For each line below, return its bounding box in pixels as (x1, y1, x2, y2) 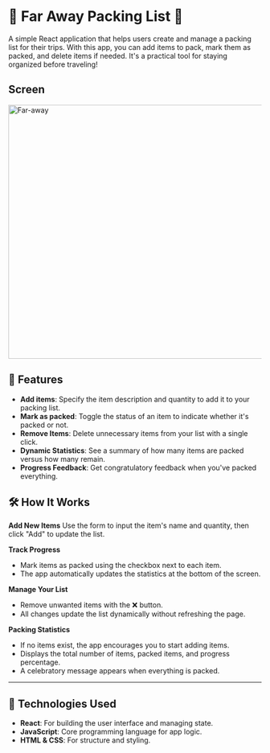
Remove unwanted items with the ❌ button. (19, 600, 163, 610)
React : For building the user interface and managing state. (19, 718, 214, 728)
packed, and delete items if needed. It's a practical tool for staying (8, 51, 227, 60)
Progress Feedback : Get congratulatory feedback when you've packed (19, 463, 257, 472)
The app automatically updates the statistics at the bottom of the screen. (19, 569, 261, 578)
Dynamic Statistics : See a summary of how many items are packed (19, 446, 244, 455)
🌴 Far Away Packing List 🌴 (8, 7, 183, 26)
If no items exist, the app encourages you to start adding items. (19, 640, 230, 650)
